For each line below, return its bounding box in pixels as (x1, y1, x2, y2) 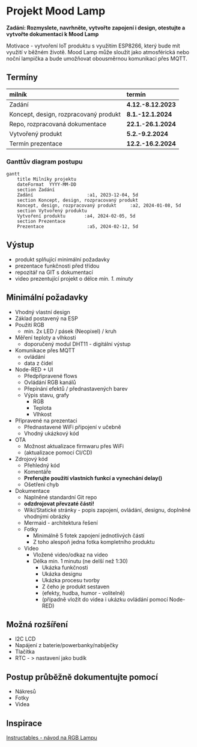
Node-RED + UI (14, 365, 53, 373)
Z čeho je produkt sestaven (41, 583, 110, 590)
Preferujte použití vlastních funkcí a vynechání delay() (23, 474, 163, 481)
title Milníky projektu (17, 176, 77, 183)
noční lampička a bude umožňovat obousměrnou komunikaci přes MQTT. (6, 55, 187, 62)
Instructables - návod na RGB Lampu (6, 734, 97, 742)
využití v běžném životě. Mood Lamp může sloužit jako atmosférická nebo (6, 48, 190, 55)
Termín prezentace (9, 139, 63, 148)
